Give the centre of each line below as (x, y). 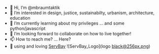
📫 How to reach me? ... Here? (40, 39)
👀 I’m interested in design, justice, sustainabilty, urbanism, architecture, (82, 13)
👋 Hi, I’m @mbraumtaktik (35, 8)
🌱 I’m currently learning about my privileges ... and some (67, 23)
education (20, 18)
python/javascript (28, 28)
